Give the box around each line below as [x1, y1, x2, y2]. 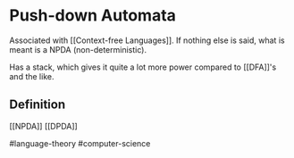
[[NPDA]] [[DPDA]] [9, 121, 78, 131]
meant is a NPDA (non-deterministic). [9, 44, 147, 54]
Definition [9, 97, 65, 112]
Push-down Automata [9, 5, 177, 26]
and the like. [9, 71, 55, 81]
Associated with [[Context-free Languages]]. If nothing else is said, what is [9, 35, 285, 46]
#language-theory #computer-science [9, 137, 151, 148]
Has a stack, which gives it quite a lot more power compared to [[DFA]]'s [9, 62, 277, 72]
